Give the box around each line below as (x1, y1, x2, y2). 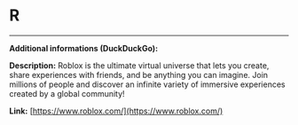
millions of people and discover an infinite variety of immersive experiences (9, 79, 286, 90)
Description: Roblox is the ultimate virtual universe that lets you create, (9, 59, 270, 71)
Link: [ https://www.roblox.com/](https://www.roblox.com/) (9, 105, 223, 116)
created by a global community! (9, 88, 126, 98)
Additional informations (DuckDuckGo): (9, 43, 159, 53)
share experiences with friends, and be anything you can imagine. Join (9, 69, 269, 80)
